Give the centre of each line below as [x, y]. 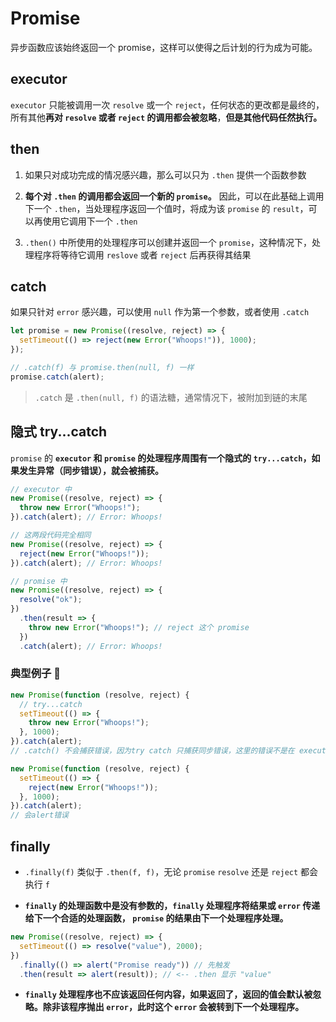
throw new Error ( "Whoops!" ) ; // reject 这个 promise [139, 627]
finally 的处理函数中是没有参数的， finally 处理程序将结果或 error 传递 [172, 906]
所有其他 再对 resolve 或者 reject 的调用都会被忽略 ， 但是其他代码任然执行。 [166, 117]
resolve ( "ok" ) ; [51, 600]
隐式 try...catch [59, 432]
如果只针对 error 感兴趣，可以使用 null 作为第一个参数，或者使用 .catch [160, 312]
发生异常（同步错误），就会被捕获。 [91, 470]
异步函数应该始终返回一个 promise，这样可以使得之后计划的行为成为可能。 [164, 47]
